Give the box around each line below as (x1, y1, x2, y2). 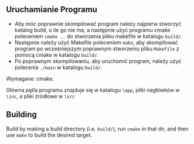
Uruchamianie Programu (6, 5, 98, 15)
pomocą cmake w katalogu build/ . (14, 51, 98, 58)
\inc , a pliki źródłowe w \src (6, 92, 75, 100)
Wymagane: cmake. (6, 75, 55, 82)
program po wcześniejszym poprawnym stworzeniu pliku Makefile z (14, 45, 180, 52)
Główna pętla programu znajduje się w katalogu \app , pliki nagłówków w (6, 86, 180, 93)
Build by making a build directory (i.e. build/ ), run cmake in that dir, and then (6, 125, 189, 132)
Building (6, 109, 37, 119)
